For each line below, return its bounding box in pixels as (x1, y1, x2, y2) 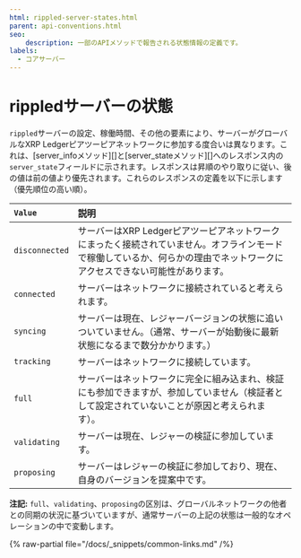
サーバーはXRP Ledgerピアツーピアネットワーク (77, 224, 280, 237)
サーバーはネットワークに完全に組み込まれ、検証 (77, 372, 285, 385)
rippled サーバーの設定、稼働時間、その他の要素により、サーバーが (9, 127, 257, 138)
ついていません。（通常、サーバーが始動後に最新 (77, 325, 279, 337)
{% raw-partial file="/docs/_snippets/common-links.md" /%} (9, 538, 235, 549)
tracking (13, 356, 51, 366)
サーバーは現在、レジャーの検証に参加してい (77, 430, 266, 442)
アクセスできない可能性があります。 (77, 265, 229, 277)
